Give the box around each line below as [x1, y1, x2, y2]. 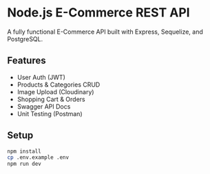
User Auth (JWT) [17, 73, 65, 81]
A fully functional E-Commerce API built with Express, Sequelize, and [7, 28, 203, 36]
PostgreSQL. [7, 34, 43, 43]
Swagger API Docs [17, 102, 71, 111]
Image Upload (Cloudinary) [17, 87, 94, 96]
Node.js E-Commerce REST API [7, 5, 191, 21]
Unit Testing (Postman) [17, 109, 83, 118]
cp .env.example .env [7, 154, 70, 161]
